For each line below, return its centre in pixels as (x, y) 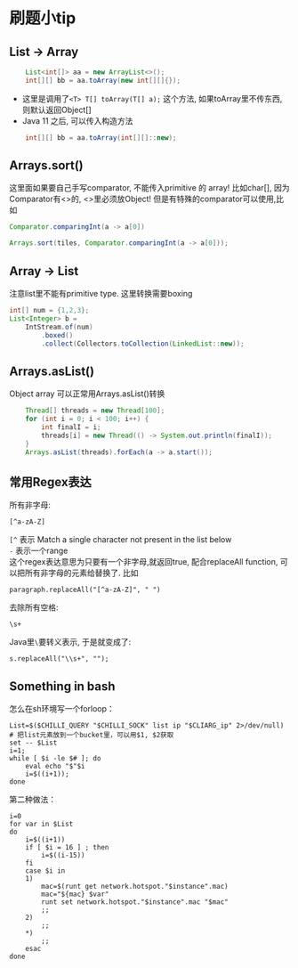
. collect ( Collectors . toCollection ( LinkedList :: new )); (143, 344)
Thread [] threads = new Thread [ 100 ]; (95, 411)
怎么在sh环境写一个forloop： (62, 709)
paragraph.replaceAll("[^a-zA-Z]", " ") (85, 590)
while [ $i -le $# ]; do (55, 759)
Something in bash (62, 686)
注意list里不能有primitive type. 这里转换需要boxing (101, 293)
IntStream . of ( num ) (59, 327)
